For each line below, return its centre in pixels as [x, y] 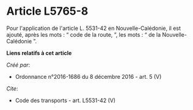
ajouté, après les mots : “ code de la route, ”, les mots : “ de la [84, 34]
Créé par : [18, 65]
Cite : [12, 88]
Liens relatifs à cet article [39, 53]
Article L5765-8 [47, 11]
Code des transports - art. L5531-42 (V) [65, 100]
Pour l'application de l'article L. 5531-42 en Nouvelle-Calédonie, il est [94, 28]
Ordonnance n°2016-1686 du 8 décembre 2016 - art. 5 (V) [88, 76]
